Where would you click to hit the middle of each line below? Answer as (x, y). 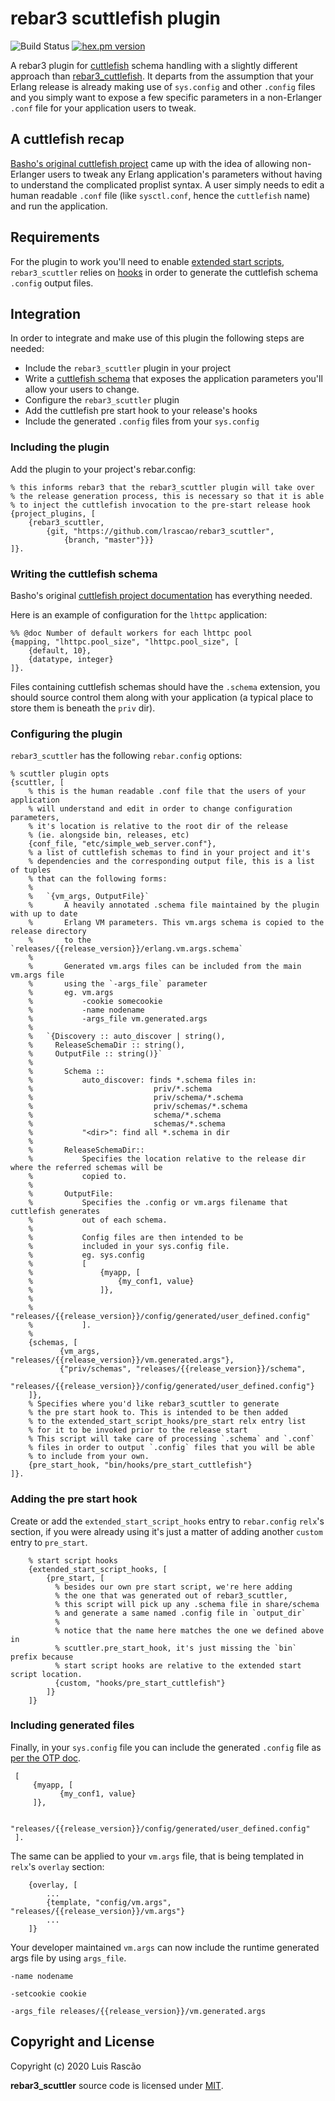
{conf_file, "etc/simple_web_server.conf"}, (122, 844)
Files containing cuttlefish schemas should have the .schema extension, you (165, 686)
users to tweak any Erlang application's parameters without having (185, 174)
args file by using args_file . (68, 1958)
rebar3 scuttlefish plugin (115, 18)
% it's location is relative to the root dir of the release (158, 827)
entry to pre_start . (49, 1542)
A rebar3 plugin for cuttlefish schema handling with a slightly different (154, 65)
